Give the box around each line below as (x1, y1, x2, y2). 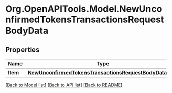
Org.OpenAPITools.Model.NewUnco (5, 3, 162, 15)
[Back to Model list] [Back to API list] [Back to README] (5, 82, 123, 88)
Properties (5, 45, 40, 54)
